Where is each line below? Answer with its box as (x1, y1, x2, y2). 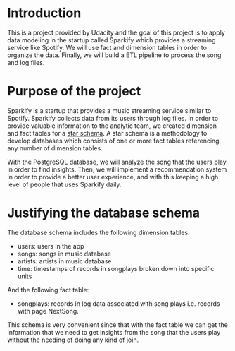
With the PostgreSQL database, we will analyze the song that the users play (7, 157, 227, 166)
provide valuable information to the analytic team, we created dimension (7, 121, 217, 130)
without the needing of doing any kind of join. (7, 335, 139, 344)
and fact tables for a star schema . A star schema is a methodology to (7, 129, 208, 137)
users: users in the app (17, 242, 84, 250)
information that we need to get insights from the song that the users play (7, 328, 221, 336)
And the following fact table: (7, 285, 89, 294)
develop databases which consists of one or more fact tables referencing (7, 136, 220, 145)
